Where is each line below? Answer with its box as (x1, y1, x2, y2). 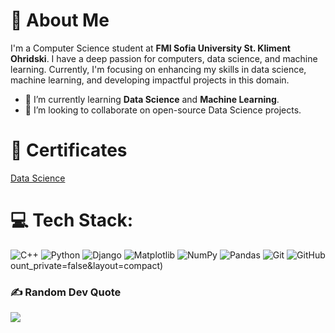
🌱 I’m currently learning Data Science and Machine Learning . (24, 93, 280, 105)
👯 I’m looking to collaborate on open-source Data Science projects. (24, 104, 302, 116)
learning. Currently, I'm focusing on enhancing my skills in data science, (10, 63, 307, 75)
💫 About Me (10, 9, 110, 32)
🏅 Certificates (10, 139, 128, 162)
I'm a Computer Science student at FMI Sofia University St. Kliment (10, 42, 291, 54)
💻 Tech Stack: (10, 209, 134, 232)
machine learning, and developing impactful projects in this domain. (10, 74, 290, 86)
